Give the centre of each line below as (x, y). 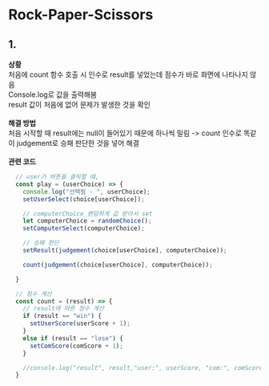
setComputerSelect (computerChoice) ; (84, 229)
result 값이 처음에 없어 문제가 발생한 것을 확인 (79, 105)
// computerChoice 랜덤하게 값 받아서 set (88, 214)
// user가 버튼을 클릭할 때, (57, 177)
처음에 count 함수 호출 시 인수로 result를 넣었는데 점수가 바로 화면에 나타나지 (128, 74)
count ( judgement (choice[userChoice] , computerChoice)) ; (118, 265)
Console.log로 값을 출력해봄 (53, 94)
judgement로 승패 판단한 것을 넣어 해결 (78, 143)
